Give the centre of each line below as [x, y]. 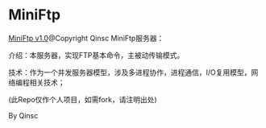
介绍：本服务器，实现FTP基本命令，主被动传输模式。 [96, 55]
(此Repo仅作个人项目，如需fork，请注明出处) [83, 99]
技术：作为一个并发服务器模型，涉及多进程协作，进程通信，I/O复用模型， [130, 72]
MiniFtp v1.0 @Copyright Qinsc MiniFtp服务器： [86, 38]
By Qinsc [23, 115]
